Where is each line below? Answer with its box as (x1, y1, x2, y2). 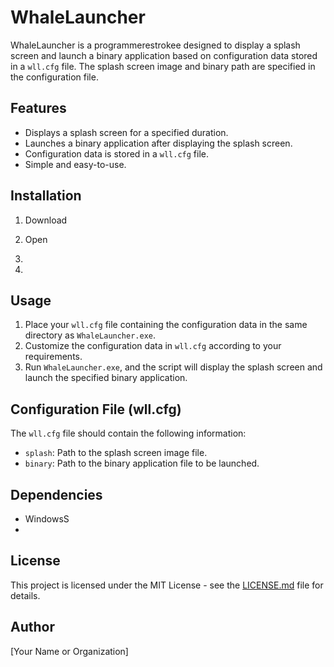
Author (10, 619, 55, 636)
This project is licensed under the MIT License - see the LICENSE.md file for (10, 579, 324, 591)
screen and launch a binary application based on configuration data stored (10, 49, 318, 61)
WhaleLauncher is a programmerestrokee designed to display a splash (10, 39, 301, 51)
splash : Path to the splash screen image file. (24, 447, 208, 459)
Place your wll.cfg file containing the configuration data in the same (24, 319, 308, 331)
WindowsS (24, 513, 70, 525)
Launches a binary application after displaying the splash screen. (24, 137, 293, 149)
